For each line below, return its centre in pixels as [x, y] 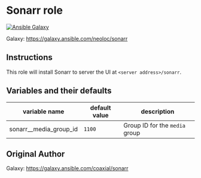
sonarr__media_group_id [44, 129]
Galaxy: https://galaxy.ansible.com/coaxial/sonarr [67, 168]
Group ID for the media [155, 125]
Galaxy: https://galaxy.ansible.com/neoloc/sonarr [67, 38]
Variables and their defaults [59, 91]
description [158, 111]
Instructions [29, 58]
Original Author [36, 154]
